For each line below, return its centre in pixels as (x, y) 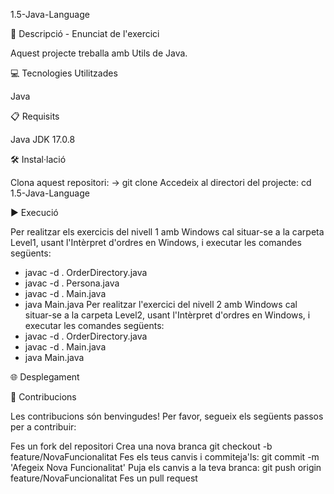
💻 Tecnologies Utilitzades (64, 73)
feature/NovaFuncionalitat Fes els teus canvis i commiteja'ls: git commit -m (165, 457)
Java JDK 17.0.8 (43, 139)
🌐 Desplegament (45, 377)
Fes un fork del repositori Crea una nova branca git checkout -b (141, 446)
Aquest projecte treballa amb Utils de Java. (99, 53)
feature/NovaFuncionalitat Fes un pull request (104, 478)
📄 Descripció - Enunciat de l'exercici (85, 33)
